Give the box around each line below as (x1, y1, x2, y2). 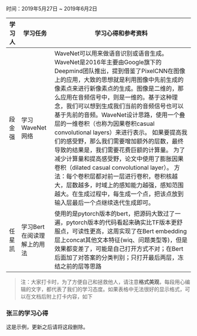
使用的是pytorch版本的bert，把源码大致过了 (54, 210, 175, 218)
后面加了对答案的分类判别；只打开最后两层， (54, 253, 178, 262)
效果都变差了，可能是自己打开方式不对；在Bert (54, 245, 184, 253)
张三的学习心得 (6, 309, 49, 317)
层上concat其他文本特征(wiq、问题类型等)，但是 (54, 236, 188, 244)
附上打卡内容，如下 (46, 293, 93, 300)
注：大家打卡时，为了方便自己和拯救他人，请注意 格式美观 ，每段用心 (20, 279, 185, 285)
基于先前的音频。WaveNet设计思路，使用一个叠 (54, 111, 186, 119)
